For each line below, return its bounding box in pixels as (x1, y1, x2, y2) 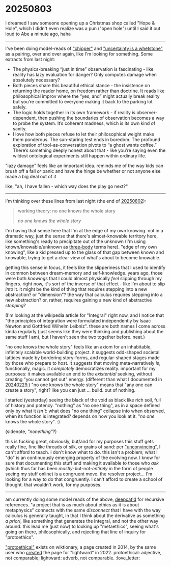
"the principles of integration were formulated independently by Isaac (5, 317, 151, 324)
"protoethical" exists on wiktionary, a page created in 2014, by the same (5, 544, 156, 550)
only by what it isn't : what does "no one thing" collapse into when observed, (5, 408, 165, 414)
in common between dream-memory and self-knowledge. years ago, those (5, 269, 163, 276)
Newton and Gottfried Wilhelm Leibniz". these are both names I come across (5, 323, 165, 329)
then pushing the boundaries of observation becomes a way (38, 115, 164, 121)
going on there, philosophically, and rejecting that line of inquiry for (5, 528, 146, 535)
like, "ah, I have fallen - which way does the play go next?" (5, 183, 128, 189)
